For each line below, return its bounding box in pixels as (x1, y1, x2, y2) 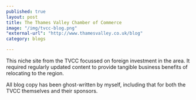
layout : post (6, 14, 38, 20)
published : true (6, 8, 46, 15)
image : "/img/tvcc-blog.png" (6, 25, 77, 31)
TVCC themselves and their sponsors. (6, 88, 98, 94)
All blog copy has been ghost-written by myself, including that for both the (6, 81, 186, 88)
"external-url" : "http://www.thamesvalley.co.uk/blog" (6, 31, 143, 36)
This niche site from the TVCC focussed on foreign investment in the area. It (6, 57, 190, 64)
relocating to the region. (6, 70, 65, 76)
